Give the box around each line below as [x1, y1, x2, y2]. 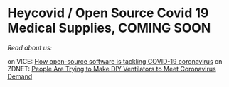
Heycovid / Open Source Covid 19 [7, 5, 209, 21]
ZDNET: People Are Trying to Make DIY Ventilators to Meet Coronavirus [7, 64, 216, 73]
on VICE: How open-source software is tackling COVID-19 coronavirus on [7, 57, 223, 65]
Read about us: [7, 43, 53, 52]
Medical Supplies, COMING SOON [7, 20, 211, 36]
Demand [7, 72, 33, 81]
